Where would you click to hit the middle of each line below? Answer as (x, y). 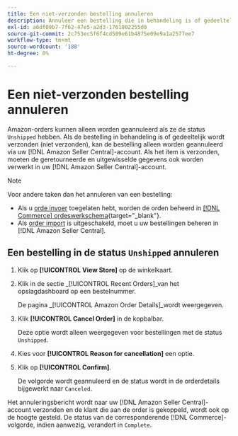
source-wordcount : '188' (44, 47)
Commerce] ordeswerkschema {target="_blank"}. (89, 215)
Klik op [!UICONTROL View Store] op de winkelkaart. (95, 270)
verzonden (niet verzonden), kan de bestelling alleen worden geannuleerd (115, 144)
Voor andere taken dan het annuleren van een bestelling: (90, 194)
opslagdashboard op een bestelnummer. (76, 291)
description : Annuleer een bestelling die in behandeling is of (104, 21)
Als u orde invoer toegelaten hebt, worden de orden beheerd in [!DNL (119, 208)
